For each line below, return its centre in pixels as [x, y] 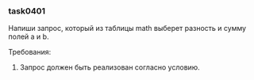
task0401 [27, 11]
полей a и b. [29, 36]
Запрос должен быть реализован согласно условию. [110, 67]
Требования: [30, 52]
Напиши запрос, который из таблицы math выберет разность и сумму [127, 29]
